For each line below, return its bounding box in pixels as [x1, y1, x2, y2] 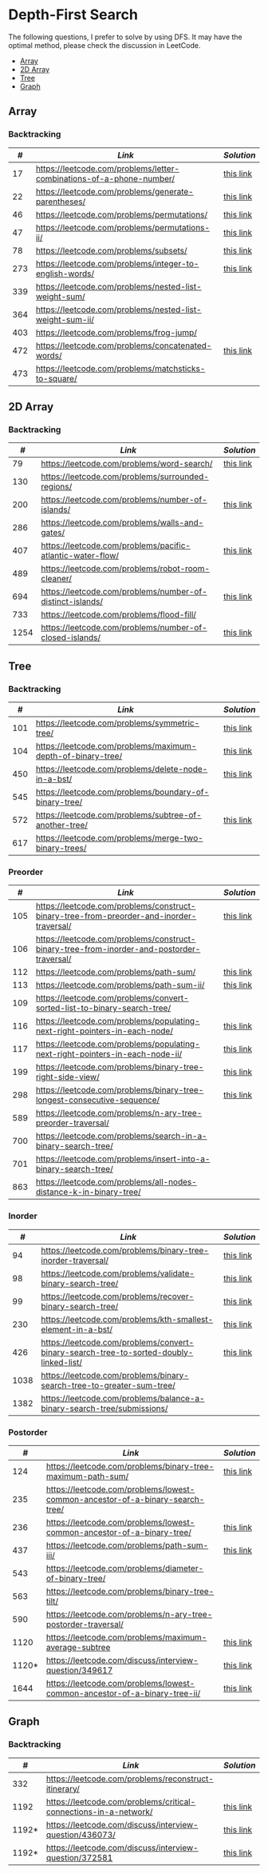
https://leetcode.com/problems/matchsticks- [35, 362, 206, 374]
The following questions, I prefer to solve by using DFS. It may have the [8, 32, 243, 42]
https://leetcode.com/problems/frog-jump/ [35, 326, 198, 338]
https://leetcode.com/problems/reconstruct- [45, 1773, 214, 1784]
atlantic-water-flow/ [41, 550, 120, 561]
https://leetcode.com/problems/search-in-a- [35, 1130, 207, 1141]
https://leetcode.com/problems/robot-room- [41, 563, 210, 574]
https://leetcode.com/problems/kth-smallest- [41, 1313, 214, 1325]
